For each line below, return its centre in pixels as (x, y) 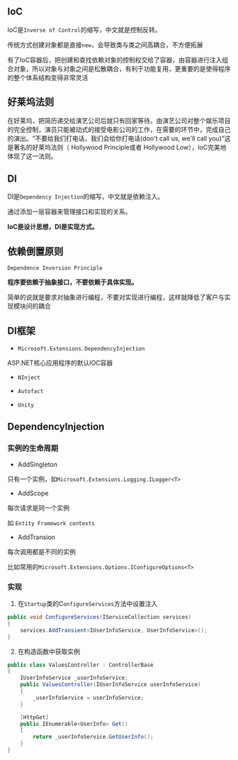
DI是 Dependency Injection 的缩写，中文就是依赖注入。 (86, 197)
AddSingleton (38, 464)
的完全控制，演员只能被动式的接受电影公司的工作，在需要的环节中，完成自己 (119, 129)
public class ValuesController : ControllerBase (80, 665)
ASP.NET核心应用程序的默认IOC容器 (60, 363)
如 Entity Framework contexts (51, 523)
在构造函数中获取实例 (49, 651)
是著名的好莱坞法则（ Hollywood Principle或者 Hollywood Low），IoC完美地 (117, 147)
